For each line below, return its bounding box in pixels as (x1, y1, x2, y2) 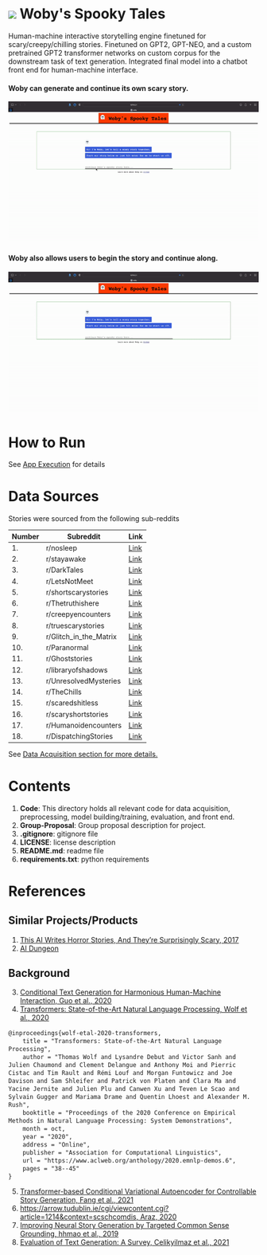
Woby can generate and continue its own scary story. (8, 83, 189, 92)
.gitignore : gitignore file (19, 829, 99, 838)
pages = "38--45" (22, 1165, 80, 1173)
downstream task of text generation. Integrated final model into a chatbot (8, 57, 248, 66)
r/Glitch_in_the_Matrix (46, 631, 118, 641)
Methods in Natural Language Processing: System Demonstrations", (8, 1117, 233, 1125)
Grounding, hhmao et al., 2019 (19, 1229, 119, 1239)
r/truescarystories (46, 621, 105, 630)
